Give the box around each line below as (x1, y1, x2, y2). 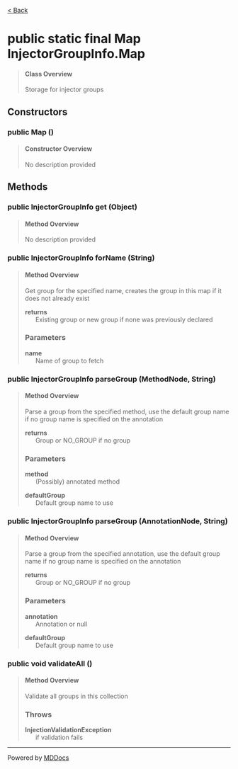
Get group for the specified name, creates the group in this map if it (24, 286, 222, 295)
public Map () (7, 127, 55, 137)
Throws (24, 710, 52, 719)
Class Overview (24, 69, 73, 78)
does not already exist (24, 294, 90, 302)
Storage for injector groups (24, 85, 104, 94)
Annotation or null (35, 620, 88, 628)
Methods (7, 181, 48, 193)
